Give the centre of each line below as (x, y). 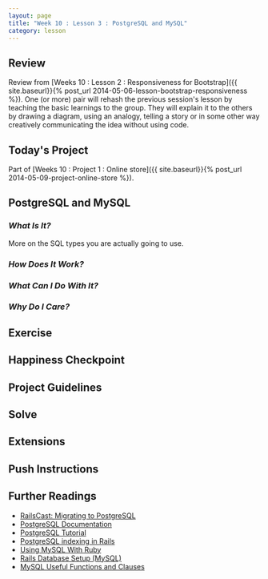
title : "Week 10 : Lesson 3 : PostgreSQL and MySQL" (98, 23)
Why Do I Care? (39, 307)
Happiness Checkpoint (67, 360)
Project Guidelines (55, 387)
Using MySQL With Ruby (60, 549)
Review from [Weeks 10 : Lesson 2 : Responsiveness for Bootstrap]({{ (123, 82)
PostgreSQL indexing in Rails (67, 541)
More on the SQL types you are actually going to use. (96, 243)
